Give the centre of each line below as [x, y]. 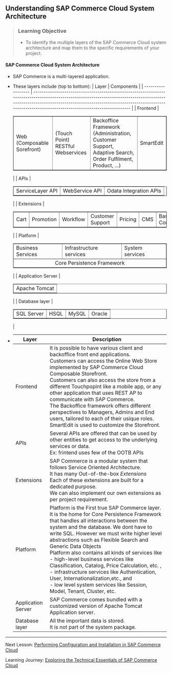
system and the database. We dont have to [101, 527]
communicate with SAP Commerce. [92, 399]
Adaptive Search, [114, 152]
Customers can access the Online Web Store [103, 360]
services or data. [70, 446]
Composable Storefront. [78, 373]
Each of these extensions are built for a [96, 480]
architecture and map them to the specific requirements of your [92, 48]
